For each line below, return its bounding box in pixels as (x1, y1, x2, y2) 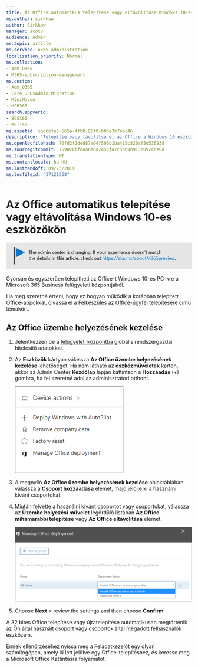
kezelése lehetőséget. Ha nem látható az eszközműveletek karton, (14, 362, 179, 369)
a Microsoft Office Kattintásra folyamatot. (6, 655, 107, 662)
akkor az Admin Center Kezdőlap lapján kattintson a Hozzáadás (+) (14, 369, 180, 376)
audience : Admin (6, 34, 46, 41)
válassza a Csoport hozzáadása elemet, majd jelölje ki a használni (14, 485, 177, 493)
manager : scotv (6, 28, 44, 34)
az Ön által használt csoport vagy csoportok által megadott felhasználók (6, 625, 182, 632)
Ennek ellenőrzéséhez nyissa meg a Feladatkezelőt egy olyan (6, 643, 155, 650)
